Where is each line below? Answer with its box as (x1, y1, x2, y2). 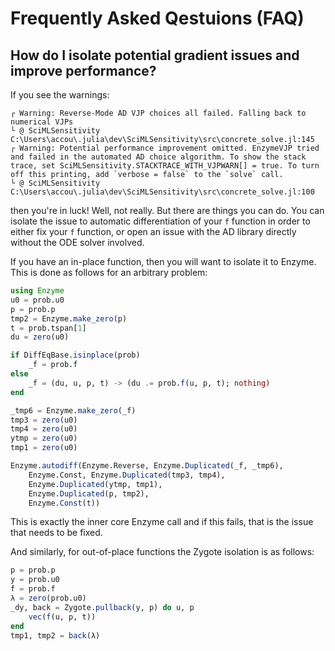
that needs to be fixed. (10, 527, 103, 539)
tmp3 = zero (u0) (10, 415, 78, 425)
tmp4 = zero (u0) (10, 424, 78, 434)
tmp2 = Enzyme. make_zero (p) (10, 313, 128, 324)
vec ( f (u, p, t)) (28, 612, 97, 622)
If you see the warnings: (10, 89, 110, 101)
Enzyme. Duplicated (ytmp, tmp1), (28, 479, 163, 489)
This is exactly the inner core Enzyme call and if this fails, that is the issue (10, 516, 314, 528)
